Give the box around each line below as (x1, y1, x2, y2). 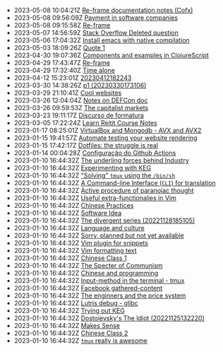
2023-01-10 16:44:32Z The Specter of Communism (13, 262, 163, 269)
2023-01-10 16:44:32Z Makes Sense (13, 322, 121, 329)
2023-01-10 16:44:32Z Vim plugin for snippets (13, 239, 148, 247)
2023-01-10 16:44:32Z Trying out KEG (13, 307, 125, 315)
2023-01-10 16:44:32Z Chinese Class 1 (13, 254, 127, 262)
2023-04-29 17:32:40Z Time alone (13, 66, 115, 74)
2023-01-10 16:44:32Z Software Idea (13, 209, 122, 217)
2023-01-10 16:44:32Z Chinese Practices (13, 201, 134, 209)
